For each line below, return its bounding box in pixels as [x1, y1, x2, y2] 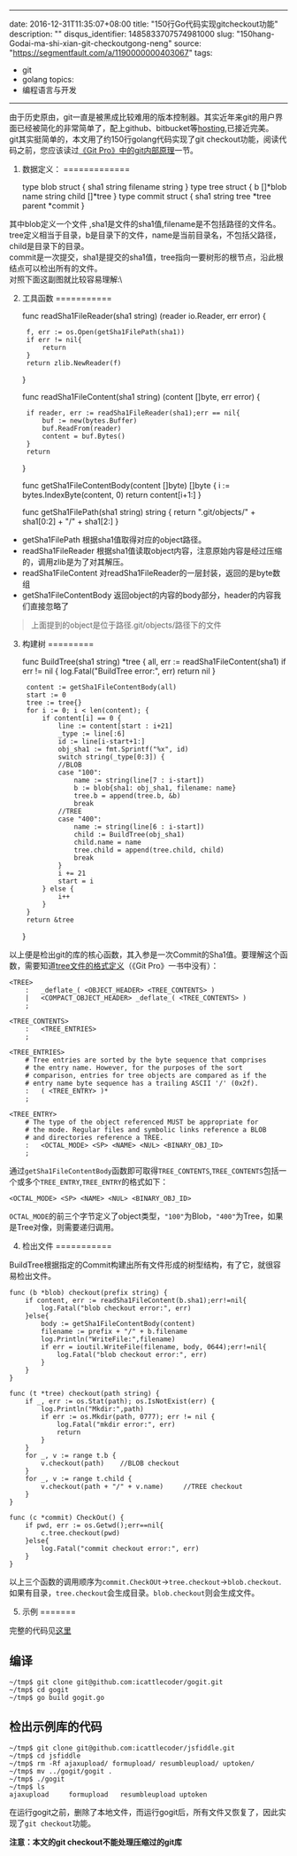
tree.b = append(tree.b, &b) [73, 792, 181, 800]
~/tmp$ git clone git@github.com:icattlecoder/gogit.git [9, 1677, 224, 1687]
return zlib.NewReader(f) [26, 359, 122, 368]
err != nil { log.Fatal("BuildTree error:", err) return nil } [21, 666, 217, 676]
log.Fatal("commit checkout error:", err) [41, 1544, 200, 1553]
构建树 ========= [21, 639, 95, 649]
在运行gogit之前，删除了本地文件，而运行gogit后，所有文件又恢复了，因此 [9, 1806, 279, 1817]
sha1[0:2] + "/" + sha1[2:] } [21, 516, 119, 526]
